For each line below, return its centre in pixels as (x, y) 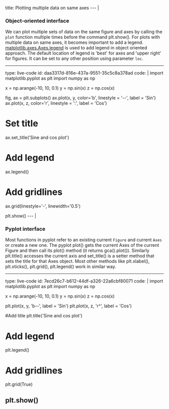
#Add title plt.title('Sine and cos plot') (44, 316)
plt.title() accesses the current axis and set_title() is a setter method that (80, 256)
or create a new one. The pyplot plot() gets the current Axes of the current (82, 245)
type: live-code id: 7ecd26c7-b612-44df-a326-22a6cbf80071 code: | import (84, 281)
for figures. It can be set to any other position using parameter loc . (74, 58)
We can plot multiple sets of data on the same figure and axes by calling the (84, 32)
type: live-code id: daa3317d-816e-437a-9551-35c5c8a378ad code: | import (84, 73)
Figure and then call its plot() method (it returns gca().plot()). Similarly (77, 251)
